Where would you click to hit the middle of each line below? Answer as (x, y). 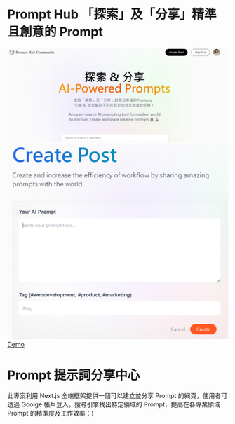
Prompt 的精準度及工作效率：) (51, 413)
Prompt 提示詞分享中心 (74, 375)
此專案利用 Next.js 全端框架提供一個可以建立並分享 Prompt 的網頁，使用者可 (117, 396)
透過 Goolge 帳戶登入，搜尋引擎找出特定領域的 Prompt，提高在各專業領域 (114, 404)
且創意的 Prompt (55, 32)
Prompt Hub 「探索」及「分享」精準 (112, 14)
